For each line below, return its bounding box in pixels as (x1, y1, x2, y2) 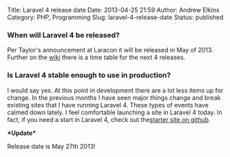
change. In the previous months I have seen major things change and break (7, 93, 221, 102)
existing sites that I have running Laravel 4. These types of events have (7, 101, 209, 109)
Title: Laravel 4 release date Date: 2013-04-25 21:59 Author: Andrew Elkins (7, 6, 220, 14)
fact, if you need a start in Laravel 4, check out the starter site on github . (7, 115, 211, 123)
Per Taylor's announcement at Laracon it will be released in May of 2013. (7, 46, 213, 54)
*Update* (7, 129, 36, 137)
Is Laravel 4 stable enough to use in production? (7, 70, 171, 80)
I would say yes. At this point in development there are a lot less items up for (7, 86, 224, 94)
